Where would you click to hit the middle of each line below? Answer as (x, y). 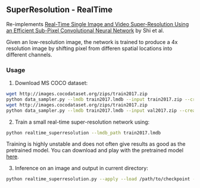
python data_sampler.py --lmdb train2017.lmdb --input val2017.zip (92, 110)
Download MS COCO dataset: (51, 83)
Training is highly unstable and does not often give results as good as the (96, 144)
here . (12, 156)
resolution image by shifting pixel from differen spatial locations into (89, 48)
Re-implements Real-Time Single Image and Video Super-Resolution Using (98, 24)
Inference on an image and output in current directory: (82, 168)
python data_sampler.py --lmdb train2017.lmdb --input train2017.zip (94, 99)
